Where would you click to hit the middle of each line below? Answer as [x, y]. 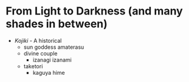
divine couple [40, 53]
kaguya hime [49, 72]
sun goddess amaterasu [54, 47]
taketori [33, 66]
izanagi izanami [52, 60]
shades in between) [57, 24]
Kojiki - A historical [38, 40]
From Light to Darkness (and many [94, 11]
